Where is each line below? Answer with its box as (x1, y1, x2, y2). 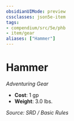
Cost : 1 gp (14, 91, 39, 98)
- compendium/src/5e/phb (6, 25, 66, 31)
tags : (6, 19, 19, 25)
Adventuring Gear (6, 80, 49, 87)
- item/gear (6, 30, 35, 36)
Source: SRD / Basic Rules (6, 109, 69, 116)
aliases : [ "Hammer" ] (6, 36, 56, 42)
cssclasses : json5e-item (6, 14, 66, 20)
